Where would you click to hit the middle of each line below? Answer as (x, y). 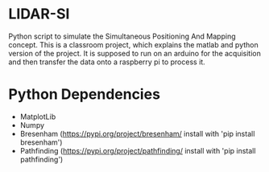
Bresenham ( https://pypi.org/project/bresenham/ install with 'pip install (137, 133)
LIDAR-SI (39, 14)
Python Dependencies (85, 94)
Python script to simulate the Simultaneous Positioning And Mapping (122, 36)
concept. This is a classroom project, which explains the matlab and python (134, 44)
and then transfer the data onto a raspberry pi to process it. (107, 62)
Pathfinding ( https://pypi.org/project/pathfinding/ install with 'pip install (138, 150)
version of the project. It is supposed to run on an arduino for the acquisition (135, 53)
